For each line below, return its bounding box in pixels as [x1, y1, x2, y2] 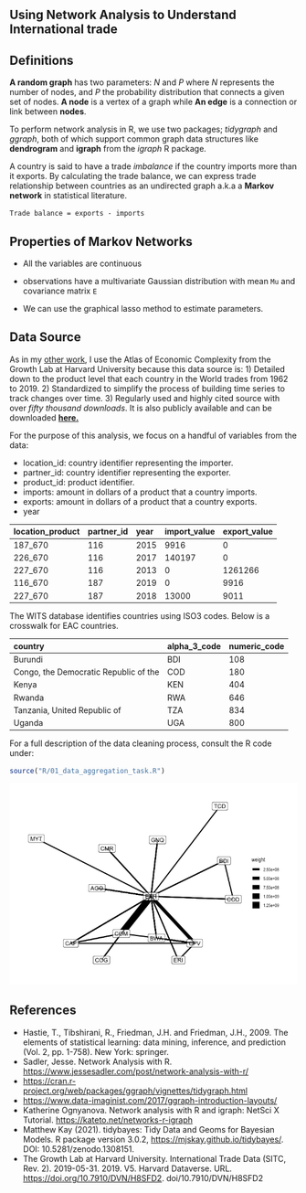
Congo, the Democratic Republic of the [13, 666, 160, 677]
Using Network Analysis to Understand [9, 7, 237, 23]
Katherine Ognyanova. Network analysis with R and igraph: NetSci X [22, 1104, 280, 1115]
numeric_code [228, 640, 285, 652]
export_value [222, 526, 274, 538]
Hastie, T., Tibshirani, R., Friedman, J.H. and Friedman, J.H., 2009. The [22, 1027, 289, 1038]
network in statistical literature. [9, 190, 128, 201]
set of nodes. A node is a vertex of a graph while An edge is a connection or [9, 96, 298, 108]
